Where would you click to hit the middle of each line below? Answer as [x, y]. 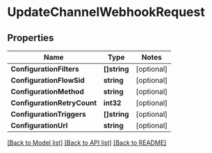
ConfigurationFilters [45, 69]
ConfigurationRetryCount [54, 103]
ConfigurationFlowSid [48, 80]
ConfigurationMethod [48, 91]
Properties [31, 38]
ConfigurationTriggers [48, 114]
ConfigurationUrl [39, 126]
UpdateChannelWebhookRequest [106, 12]
